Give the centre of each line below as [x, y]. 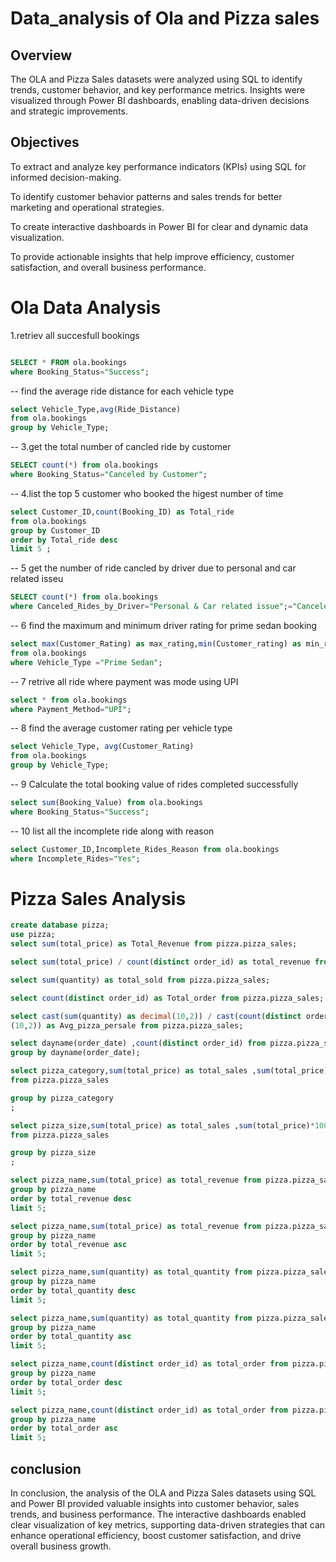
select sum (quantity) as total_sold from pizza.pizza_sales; [140, 980]
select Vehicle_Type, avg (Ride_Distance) [96, 409]
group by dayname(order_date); [75, 1053]
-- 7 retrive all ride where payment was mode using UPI [124, 681]
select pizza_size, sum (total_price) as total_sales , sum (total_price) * [162, 1125]
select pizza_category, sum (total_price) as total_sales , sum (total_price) [169, 1071]
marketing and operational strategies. [87, 207]
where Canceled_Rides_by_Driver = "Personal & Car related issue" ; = [151, 607]
